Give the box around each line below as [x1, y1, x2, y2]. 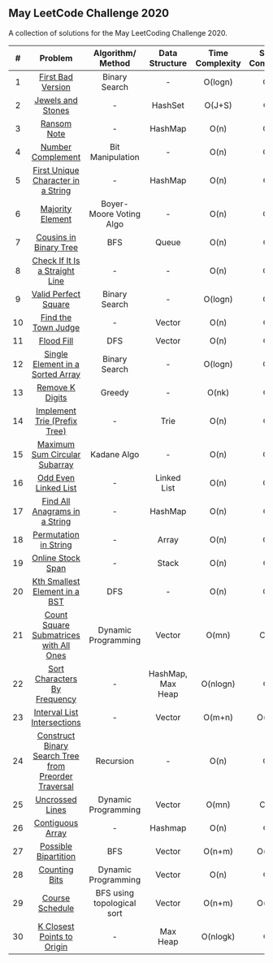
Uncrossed [35, 793, 77, 805]
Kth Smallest [32, 576, 80, 587]
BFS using [95, 887, 134, 898]
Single [44, 348, 68, 360]
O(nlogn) [201, 678, 236, 689]
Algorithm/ [93, 47, 136, 58]
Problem [39, 52, 73, 63]
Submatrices [32, 629, 80, 641]
